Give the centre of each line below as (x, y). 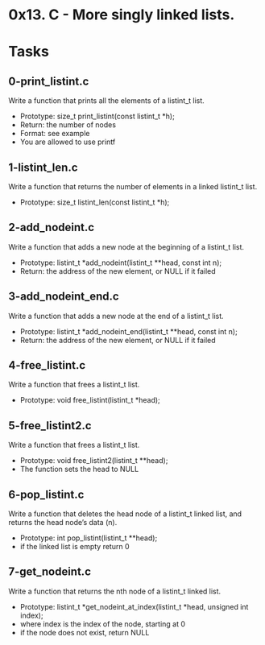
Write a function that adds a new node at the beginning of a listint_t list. (126, 246)
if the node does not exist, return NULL (85, 632)
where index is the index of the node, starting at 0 (103, 624)
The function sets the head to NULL (79, 469)
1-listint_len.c (43, 167)
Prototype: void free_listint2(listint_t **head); (94, 461)
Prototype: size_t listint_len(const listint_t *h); (95, 202)
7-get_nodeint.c (50, 572)
